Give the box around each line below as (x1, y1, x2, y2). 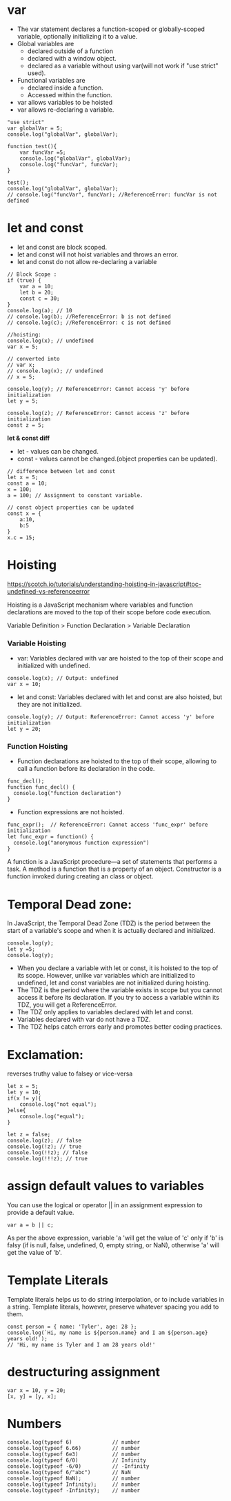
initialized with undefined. (17, 661, 91, 670)
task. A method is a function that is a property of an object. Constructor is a (7, 865, 222, 874)
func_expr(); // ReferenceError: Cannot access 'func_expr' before (7, 821, 208, 829)
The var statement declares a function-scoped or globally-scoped (17, 25, 205, 33)
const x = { (7, 510, 41, 517)
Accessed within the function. (27, 90, 112, 99)
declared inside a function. (27, 83, 103, 92)
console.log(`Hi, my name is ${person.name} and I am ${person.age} (7, 1329, 208, 1336)
